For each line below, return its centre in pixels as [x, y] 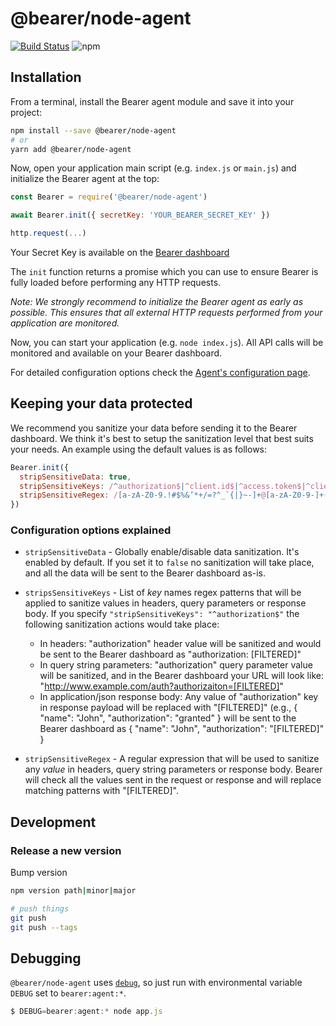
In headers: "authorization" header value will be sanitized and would [180, 644]
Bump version [39, 873]
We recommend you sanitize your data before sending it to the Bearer [154, 428]
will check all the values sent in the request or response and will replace [173, 780]
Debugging [46, 958]
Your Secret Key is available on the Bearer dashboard [120, 252]
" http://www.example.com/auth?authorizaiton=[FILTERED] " [162, 686]
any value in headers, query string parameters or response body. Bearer [173, 769]
